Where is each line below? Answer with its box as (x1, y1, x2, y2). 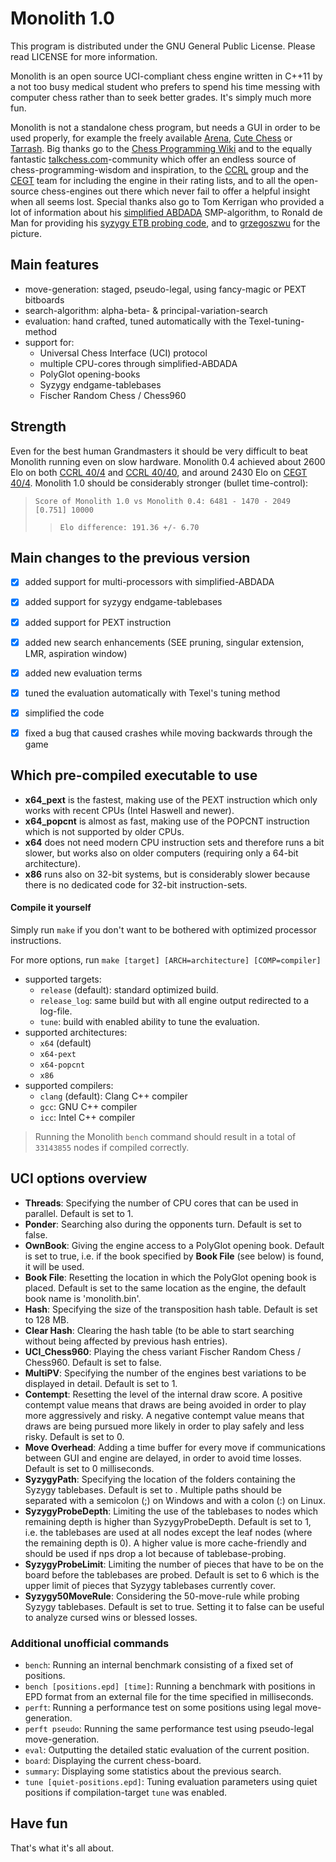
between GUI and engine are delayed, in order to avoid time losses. (24, 1452, 302, 1464)
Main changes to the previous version (10, 549, 251, 566)
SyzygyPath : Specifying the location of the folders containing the (24, 1473, 296, 1485)
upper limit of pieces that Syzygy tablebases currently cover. (24, 1579, 276, 1591)
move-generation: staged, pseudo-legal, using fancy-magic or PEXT (24, 283, 307, 295)
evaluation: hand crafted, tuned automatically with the (24, 315, 247, 327)
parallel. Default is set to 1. (24, 1207, 134, 1219)
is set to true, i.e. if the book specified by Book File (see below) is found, (24, 1250, 325, 1262)
